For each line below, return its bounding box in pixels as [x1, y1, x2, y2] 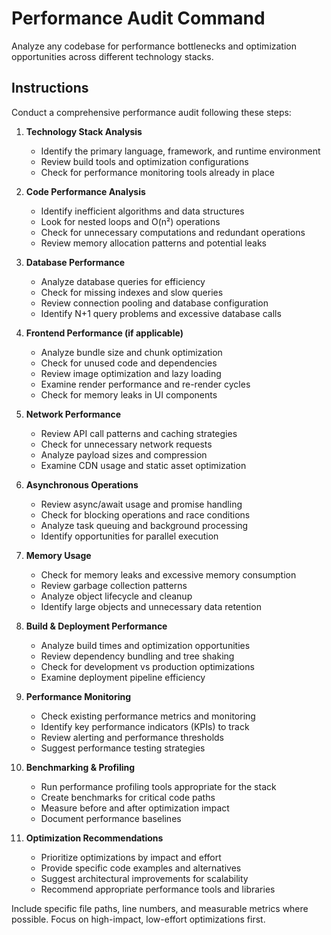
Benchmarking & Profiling [25, 761, 136, 773]
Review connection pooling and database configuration [40, 297, 269, 309]
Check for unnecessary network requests [40, 438, 213, 450]
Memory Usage [25, 549, 92, 561]
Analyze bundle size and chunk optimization [40, 346, 223, 358]
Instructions [11, 80, 89, 97]
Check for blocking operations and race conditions [40, 508, 251, 521]
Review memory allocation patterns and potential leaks [40, 237, 267, 249]
